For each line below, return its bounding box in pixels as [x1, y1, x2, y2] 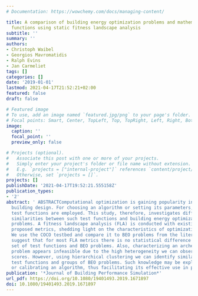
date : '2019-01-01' [6, 79, 54, 85]
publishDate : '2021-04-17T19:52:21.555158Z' [6, 183, 117, 189]
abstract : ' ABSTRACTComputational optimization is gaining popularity [6, 199, 186, 205]
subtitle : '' [6, 30, 38, 36]
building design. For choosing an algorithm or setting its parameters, [11, 204, 194, 211]
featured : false [6, 91, 46, 97]
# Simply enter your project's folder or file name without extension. [6, 161, 192, 167]
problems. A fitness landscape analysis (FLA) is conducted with [11, 221, 176, 227]
